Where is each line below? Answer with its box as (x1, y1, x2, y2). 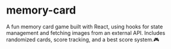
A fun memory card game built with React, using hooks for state (6, 23, 163, 30)
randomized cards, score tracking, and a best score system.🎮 (6, 36, 160, 43)
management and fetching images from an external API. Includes (6, 29, 166, 36)
